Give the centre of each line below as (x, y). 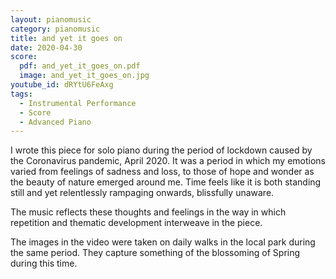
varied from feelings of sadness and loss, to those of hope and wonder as (162, 172)
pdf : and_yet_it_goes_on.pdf (80, 66)
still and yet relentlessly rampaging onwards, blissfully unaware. (142, 193)
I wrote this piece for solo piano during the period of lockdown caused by (161, 150)
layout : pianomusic (51, 19)
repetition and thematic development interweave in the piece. (136, 223)
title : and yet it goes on (66, 38)
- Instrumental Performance (78, 103)
